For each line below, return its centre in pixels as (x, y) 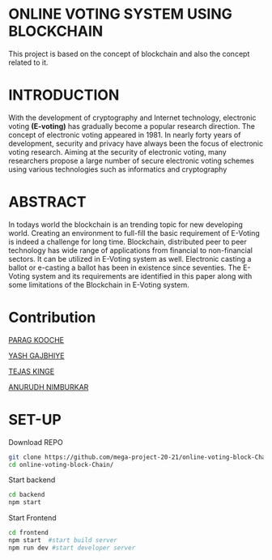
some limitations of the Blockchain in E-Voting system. (99, 284)
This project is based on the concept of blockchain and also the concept (129, 53)
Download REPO (36, 442)
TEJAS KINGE (32, 371)
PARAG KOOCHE (36, 340)
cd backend (27, 495)
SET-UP (35, 419)
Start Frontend (32, 518)
